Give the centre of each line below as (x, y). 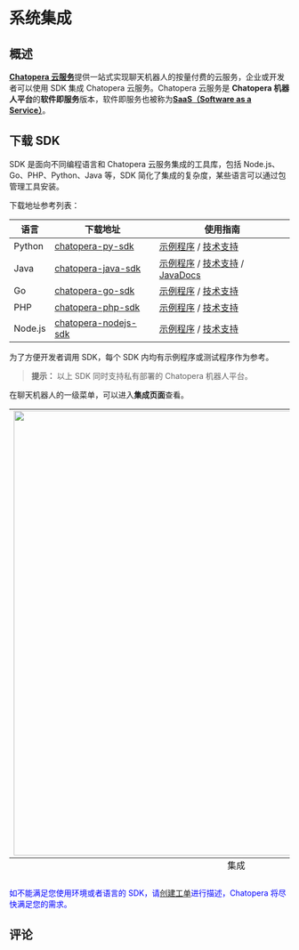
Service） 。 (30, 110)
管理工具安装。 (36, 186)
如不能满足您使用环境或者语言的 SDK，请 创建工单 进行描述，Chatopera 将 (144, 893)
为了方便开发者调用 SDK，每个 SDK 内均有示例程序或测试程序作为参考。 (141, 357)
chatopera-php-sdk (97, 307)
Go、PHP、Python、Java (56, 175)
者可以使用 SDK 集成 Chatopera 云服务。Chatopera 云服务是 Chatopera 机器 (149, 88)
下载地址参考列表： (44, 205)
